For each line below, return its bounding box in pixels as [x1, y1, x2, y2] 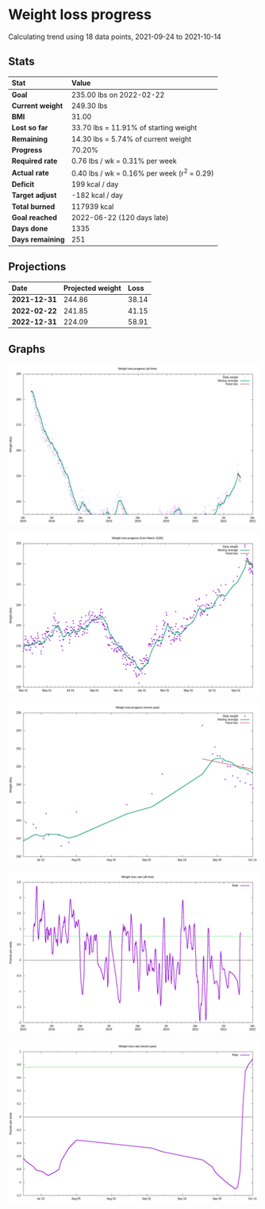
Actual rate [11, 168, 49, 177]
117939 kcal [71, 201, 114, 211]
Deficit [11, 180, 35, 189]
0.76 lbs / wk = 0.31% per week [71, 157, 177, 165]
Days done [11, 224, 48, 234]
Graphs [8, 342, 46, 355]
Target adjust [11, 191, 57, 200]
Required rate [11, 157, 58, 165]
